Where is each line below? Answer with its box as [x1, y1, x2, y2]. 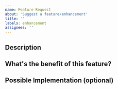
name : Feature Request [5, 7, 51, 12]
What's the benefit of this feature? [5, 59, 112, 68]
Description [5, 43, 41, 52]
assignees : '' [5, 25, 34, 30]
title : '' [5, 16, 25, 21]
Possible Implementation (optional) [5, 76, 114, 85]
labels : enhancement [5, 20, 47, 26]
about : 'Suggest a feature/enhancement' [5, 12, 88, 17]
